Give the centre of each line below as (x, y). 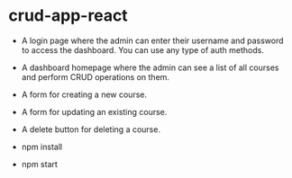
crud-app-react (68, 16)
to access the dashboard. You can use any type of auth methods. (143, 49)
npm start (39, 164)
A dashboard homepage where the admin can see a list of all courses (150, 67)
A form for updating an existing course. (94, 111)
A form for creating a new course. (84, 94)
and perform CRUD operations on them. (96, 76)
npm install (42, 147)
